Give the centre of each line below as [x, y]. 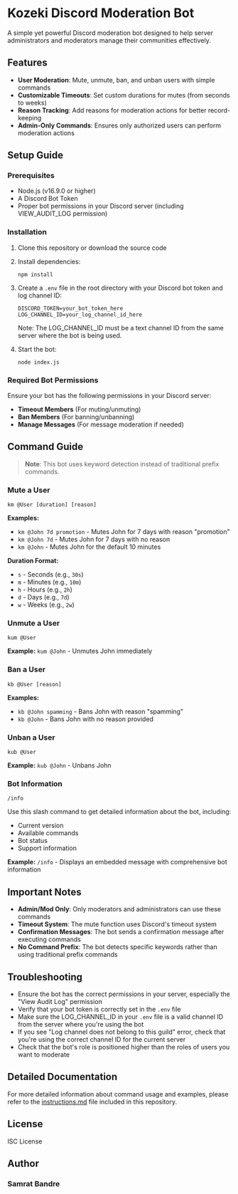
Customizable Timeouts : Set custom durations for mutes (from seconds [124, 95]
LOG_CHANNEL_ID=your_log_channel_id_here [80, 315]
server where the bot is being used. [70, 335]
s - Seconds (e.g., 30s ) [50, 575]
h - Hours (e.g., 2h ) [45, 590]
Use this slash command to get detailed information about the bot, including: [119, 812]
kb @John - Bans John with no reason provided [86, 719]
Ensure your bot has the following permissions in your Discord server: [109, 396]
